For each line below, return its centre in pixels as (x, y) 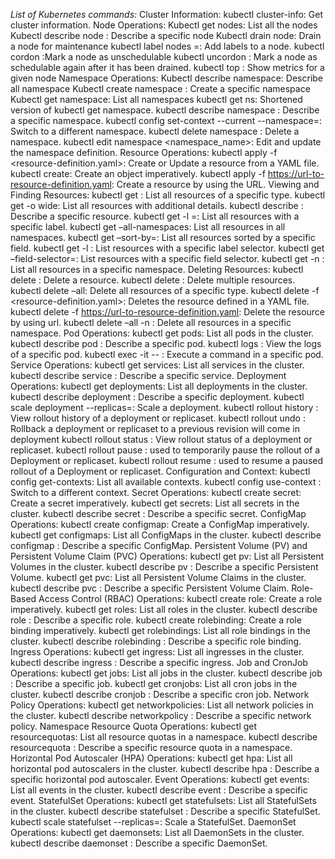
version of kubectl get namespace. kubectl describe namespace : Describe (165, 110)
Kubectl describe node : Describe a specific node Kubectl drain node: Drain (166, 35)
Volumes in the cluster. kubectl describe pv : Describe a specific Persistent (164, 567)
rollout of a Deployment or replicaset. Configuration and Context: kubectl (160, 471)
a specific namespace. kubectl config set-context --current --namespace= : (166, 120)
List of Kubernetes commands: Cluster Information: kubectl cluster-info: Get (166, 14)
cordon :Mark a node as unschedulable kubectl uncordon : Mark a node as (164, 57)
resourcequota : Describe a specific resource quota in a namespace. (151, 747)
